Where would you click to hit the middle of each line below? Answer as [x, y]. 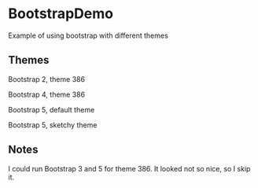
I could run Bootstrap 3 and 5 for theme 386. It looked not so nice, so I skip [129, 168]
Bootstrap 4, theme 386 [46, 94]
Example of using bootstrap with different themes [88, 35]
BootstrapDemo [61, 14]
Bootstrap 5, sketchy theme [53, 125]
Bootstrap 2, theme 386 [46, 79]
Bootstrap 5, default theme [52, 109]
